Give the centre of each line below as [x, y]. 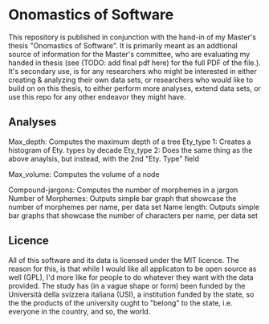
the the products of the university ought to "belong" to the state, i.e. [120, 302]
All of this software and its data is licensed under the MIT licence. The [124, 260]
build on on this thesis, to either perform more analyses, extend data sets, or [134, 88]
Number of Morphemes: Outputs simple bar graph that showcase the [122, 198]
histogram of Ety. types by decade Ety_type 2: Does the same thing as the [130, 150]
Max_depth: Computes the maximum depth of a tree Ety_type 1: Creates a [130, 141]
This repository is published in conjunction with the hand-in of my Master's [132, 37]
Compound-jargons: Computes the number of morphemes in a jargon [123, 190]
